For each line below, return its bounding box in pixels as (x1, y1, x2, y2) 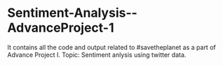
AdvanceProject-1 (7, 20, 114, 36)
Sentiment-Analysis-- (7, 5, 138, 21)
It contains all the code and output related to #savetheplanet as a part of (7, 43, 216, 51)
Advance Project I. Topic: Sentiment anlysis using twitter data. (7, 51, 187, 59)
